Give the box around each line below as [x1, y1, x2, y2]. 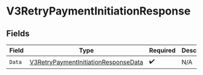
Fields [6, 28, 30, 39]
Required [149, 47, 176, 54]
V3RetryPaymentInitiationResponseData [29, 57, 144, 66]
